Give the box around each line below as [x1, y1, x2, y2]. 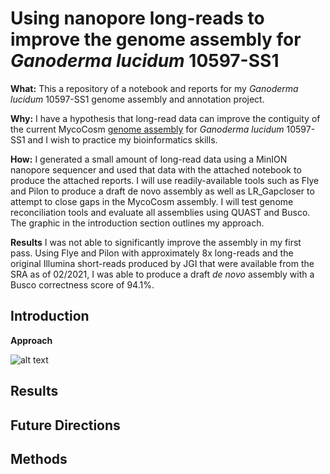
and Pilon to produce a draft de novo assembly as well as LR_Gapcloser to [10, 185, 315, 197]
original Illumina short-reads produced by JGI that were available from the [10, 257, 315, 269]
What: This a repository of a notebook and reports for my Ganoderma [10, 82, 299, 94]
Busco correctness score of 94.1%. [10, 278, 155, 291]
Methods [10, 450, 68, 467]
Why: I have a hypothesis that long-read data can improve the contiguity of [10, 112, 321, 124]
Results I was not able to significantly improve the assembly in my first [10, 236, 302, 248]
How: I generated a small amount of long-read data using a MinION [10, 153, 288, 165]
